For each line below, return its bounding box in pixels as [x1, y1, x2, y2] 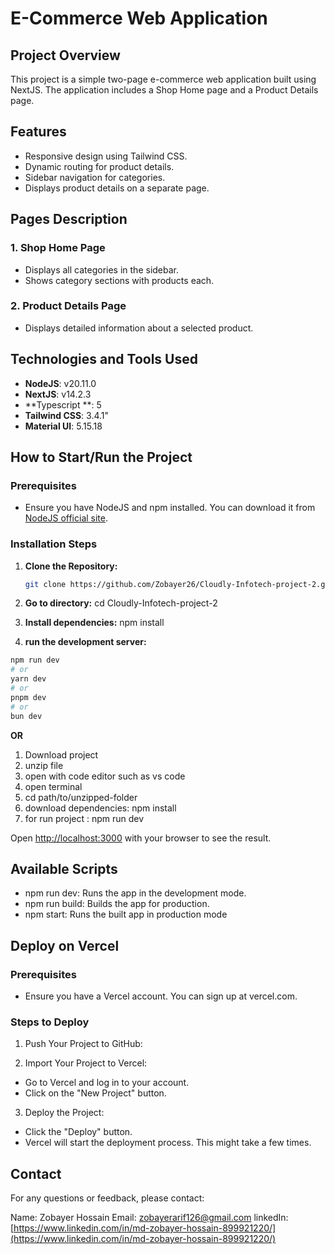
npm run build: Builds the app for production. [24, 898, 210, 910]
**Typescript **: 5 [24, 398, 102, 411]
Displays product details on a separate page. [24, 182, 210, 194]
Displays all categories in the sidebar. [24, 263, 180, 276]
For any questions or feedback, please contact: [10, 1192, 205, 1204]
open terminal [24, 780, 83, 792]
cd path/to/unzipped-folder [24, 791, 138, 803]
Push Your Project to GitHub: [24, 1038, 143, 1050]
